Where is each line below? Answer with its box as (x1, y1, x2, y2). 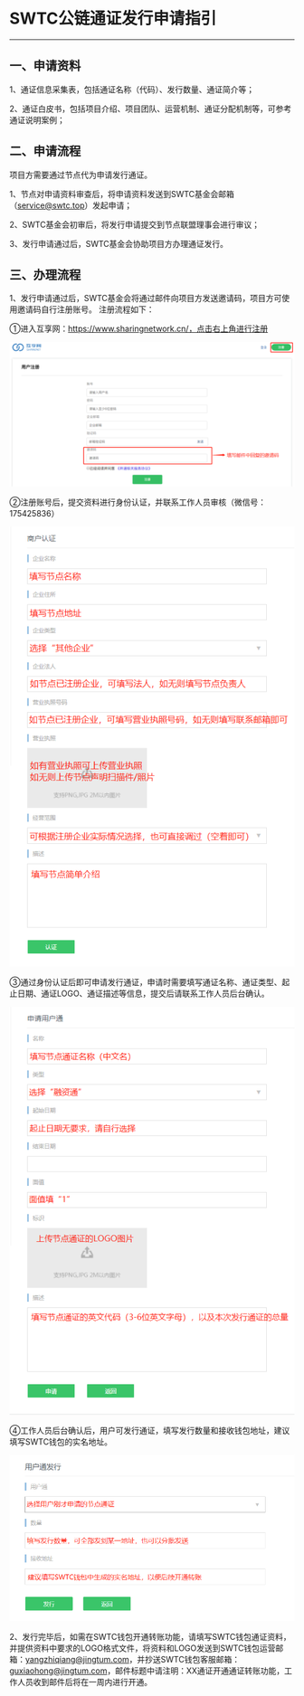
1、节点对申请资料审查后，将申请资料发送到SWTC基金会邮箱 (9, 188, 235, 199)
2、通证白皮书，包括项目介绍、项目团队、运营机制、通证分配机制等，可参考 (9, 103, 292, 114)
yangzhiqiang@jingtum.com (25, 1653, 129, 1664)
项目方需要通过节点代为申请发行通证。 (9, 169, 152, 180)
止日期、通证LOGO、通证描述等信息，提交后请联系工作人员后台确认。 (9, 988, 270, 999)
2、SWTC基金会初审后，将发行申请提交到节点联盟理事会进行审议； (9, 219, 261, 230)
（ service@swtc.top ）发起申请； (9, 200, 133, 211)
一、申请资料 (9, 58, 81, 73)
